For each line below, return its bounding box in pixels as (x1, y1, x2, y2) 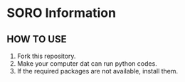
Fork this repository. (16, 52, 76, 60)
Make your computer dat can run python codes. (16, 59, 157, 68)
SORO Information (6, 5, 117, 21)
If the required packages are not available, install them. (16, 67, 179, 75)
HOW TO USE (6, 33, 67, 45)
